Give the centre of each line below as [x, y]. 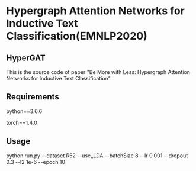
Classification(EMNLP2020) [77, 36]
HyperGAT [26, 58]
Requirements [33, 97]
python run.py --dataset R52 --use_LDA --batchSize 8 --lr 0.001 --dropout [97, 156]
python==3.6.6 [24, 111]
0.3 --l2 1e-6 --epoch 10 [36, 162]
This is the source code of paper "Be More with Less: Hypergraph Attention [98, 72]
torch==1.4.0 [22, 122]
